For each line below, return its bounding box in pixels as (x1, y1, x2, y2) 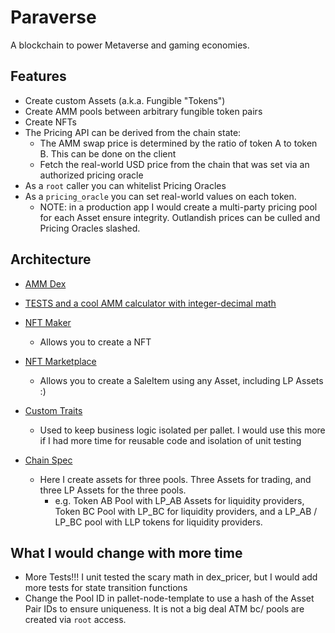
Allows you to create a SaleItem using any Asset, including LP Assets (39, 374, 324, 386)
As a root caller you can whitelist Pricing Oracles (24, 179, 227, 191)
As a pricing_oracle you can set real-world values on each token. (24, 190, 297, 202)
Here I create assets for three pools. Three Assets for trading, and (39, 473, 312, 485)
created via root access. (24, 614, 127, 626)
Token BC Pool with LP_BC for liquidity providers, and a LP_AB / (54, 505, 318, 517)
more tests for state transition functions (24, 582, 188, 594)
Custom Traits (24, 404, 83, 416)
